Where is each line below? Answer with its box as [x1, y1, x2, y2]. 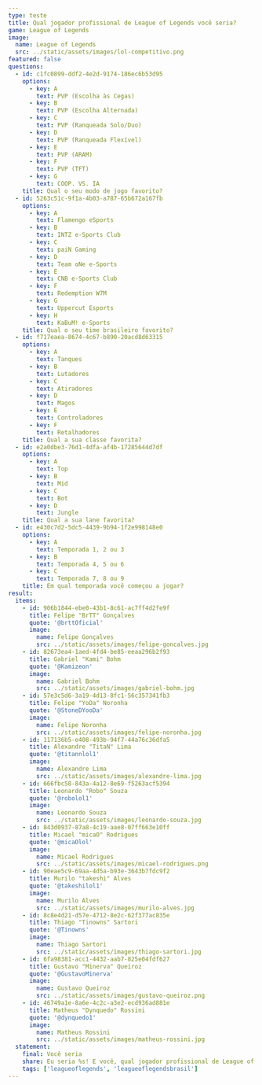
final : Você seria [22, 1050, 82, 1058]
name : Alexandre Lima [36, 765, 107, 773]
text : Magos [36, 399, 76, 408]
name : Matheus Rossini [36, 1028, 111, 1036]
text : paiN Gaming [36, 245, 96, 253]
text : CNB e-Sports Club [36, 275, 118, 283]
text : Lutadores [36, 370, 89, 378]
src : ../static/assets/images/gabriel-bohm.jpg [36, 685, 195, 692]
